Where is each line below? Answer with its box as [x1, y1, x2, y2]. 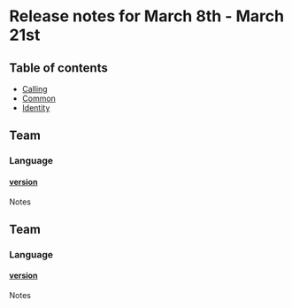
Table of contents [9, 60, 108, 75]
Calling [21, 84, 48, 94]
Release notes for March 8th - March [9, 6, 285, 27]
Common [21, 93, 56, 104]
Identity [21, 103, 50, 112]
